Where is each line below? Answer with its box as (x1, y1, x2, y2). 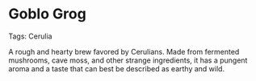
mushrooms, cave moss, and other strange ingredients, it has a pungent (8, 55, 248, 65)
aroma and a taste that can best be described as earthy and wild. (8, 63, 225, 73)
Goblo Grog (8, 5, 86, 23)
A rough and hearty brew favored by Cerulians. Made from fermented (8, 47, 240, 56)
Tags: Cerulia (8, 31, 52, 41)
